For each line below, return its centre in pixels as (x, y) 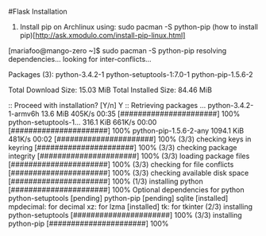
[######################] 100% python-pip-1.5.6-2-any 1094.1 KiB (126, 131)
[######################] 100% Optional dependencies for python (126, 190)
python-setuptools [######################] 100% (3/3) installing (125, 215)
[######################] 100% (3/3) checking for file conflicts (121, 164)
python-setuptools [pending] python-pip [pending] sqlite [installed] (118, 198)
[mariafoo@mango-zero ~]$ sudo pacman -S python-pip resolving (118, 50)
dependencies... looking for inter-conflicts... (80, 59)
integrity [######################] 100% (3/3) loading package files (129, 156)
